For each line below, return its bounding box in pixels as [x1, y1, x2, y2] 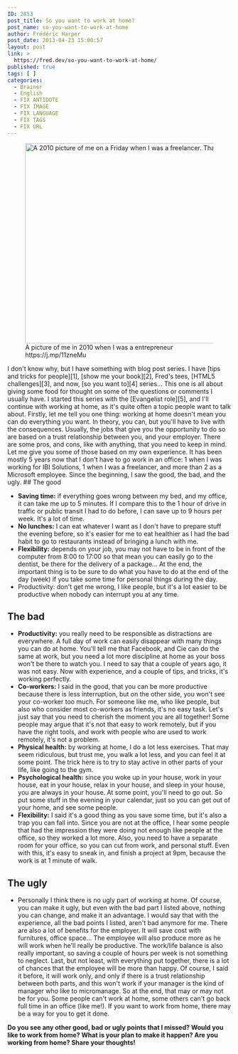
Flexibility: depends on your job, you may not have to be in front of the [17, 544, 226, 553]
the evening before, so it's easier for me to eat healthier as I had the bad [17, 529, 229, 538]
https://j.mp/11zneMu [25, 350, 87, 359]
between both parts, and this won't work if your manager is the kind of [17, 979, 225, 988]
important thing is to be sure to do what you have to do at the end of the [17, 567, 229, 575]
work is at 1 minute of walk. [17, 856, 97, 865]
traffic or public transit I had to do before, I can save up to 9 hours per [17, 506, 222, 515]
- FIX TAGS [13, 116, 46, 123]
